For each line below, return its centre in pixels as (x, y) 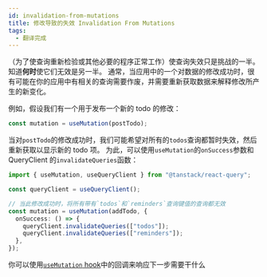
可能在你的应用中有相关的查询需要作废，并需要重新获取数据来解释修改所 (133, 81)
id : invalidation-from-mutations (64, 16)
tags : (17, 30)
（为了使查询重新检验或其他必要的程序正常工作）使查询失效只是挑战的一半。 (134, 61)
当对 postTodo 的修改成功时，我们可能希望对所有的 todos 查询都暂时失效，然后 (133, 140)
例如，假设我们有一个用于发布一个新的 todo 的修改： (94, 109)
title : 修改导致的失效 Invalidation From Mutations (92, 23)
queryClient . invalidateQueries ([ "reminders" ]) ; (103, 233)
